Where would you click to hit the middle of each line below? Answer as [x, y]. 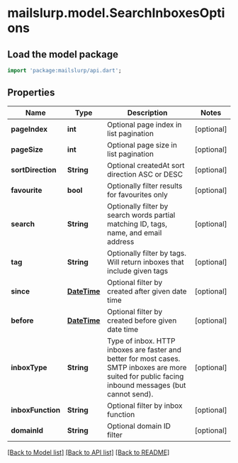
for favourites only [138, 194]
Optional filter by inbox [145, 406]
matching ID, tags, [137, 223]
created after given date [147, 291]
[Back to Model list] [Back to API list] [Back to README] [89, 452]
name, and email [135, 233]
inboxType [29, 367]
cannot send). [130, 394]
